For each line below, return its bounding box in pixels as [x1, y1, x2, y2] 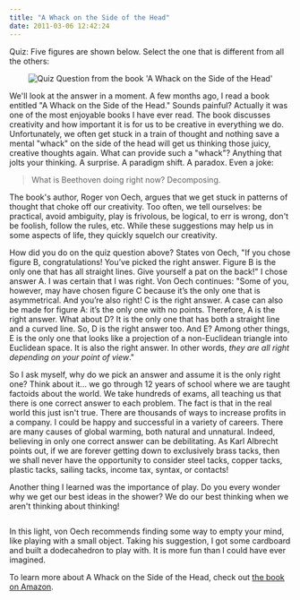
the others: [9, 56, 50, 66]
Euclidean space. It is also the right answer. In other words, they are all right [9, 342, 289, 353]
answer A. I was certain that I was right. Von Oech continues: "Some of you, [9, 275, 289, 287]
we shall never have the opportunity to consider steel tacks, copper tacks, [9, 454, 283, 466]
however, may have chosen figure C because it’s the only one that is [9, 285, 261, 296]
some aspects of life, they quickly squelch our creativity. [9, 229, 218, 240]
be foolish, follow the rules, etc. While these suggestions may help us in [9, 220, 274, 231]
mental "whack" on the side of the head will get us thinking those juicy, [9, 138, 271, 149]
